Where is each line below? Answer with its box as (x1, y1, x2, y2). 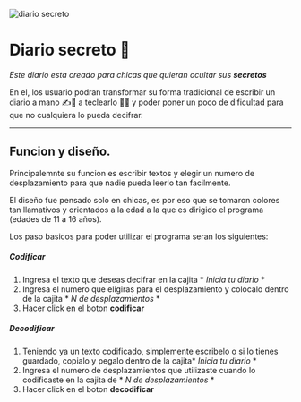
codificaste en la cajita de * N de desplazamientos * (21, 374, 215, 385)
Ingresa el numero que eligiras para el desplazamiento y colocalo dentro (21, 283, 289, 295)
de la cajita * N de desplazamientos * (21, 293, 160, 304)
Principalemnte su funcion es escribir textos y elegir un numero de (9, 167, 255, 178)
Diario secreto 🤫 (9, 40, 131, 60)
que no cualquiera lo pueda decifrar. (9, 109, 143, 120)
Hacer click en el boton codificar (21, 303, 145, 313)
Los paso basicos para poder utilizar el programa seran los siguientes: (9, 231, 269, 242)
